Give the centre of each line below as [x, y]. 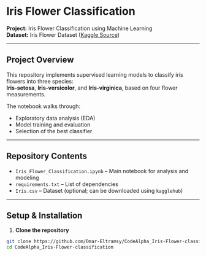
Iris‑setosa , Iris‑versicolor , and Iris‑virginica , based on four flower [92, 88]
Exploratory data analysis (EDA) [55, 118]
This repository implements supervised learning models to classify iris [95, 74]
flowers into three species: [40, 81]
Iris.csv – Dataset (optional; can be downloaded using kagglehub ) [99, 190]
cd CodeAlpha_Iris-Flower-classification [60, 247]
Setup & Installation [44, 215]
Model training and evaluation [53, 125]
